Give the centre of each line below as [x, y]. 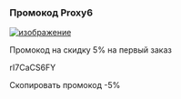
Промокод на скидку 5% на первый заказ [91, 50]
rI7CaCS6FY [33, 68]
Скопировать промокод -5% [65, 85]
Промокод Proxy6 [51, 13]
